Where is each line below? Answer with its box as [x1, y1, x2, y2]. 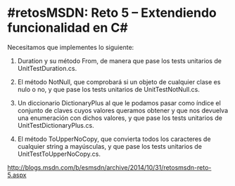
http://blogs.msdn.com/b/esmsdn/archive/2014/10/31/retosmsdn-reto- [7, 163, 212, 171]
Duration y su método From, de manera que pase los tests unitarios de [17, 56, 222, 65]
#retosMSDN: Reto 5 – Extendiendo [7, 5, 217, 21]
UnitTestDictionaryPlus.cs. [17, 121, 94, 129]
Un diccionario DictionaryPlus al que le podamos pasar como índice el [17, 98, 222, 107]
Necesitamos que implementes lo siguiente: [7, 43, 134, 51]
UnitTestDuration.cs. [17, 64, 77, 72]
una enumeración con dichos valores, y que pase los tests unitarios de [17, 114, 223, 122]
